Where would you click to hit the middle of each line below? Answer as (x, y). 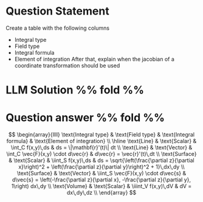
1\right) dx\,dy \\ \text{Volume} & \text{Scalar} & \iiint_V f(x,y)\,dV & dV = (101, 186)
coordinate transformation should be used (67, 66)
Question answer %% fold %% (85, 118)
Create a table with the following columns (58, 28)
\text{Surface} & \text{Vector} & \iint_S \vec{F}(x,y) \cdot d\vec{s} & (101, 173)
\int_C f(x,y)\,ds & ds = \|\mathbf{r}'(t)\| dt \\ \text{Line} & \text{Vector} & (101, 147)
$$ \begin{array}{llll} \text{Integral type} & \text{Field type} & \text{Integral (101, 135)
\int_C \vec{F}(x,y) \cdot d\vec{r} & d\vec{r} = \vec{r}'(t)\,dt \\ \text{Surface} (101, 154)
